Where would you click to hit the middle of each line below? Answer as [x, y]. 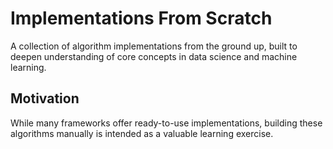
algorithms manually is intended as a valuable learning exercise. [142, 133]
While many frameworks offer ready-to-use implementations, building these [166, 123]
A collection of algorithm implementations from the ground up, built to [154, 46]
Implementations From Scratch [141, 18]
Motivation [45, 98]
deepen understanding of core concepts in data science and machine [154, 56]
